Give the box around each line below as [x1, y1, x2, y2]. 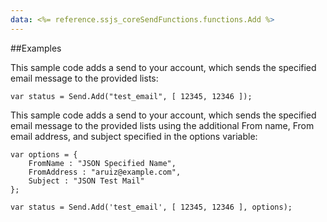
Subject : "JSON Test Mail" [28, 176, 145, 186]
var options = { [10, 149, 78, 160]
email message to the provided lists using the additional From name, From [10, 119, 315, 131]
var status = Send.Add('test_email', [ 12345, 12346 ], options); [10, 202, 293, 212]
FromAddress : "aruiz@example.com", [28, 167, 182, 177]
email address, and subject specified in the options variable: [10, 130, 258, 142]
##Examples [10, 42, 62, 54]
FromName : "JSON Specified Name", [28, 158, 177, 168]
